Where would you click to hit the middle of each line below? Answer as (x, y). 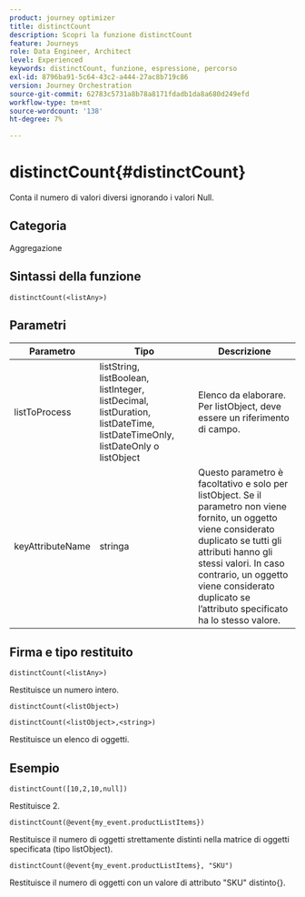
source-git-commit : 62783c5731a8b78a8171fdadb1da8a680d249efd (129, 94)
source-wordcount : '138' (56, 111)
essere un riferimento (244, 418)
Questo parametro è (241, 472)
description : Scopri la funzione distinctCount (101, 35)
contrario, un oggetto (243, 574)
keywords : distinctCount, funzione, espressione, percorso (123, 69)
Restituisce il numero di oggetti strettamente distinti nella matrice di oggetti (150, 840)
